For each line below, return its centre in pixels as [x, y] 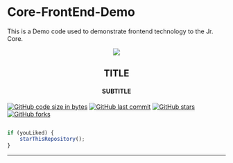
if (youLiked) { [31, 132]
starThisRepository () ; [52, 139]
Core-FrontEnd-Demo [71, 12]
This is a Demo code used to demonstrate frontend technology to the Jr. [110, 31]
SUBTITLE [116, 91]
